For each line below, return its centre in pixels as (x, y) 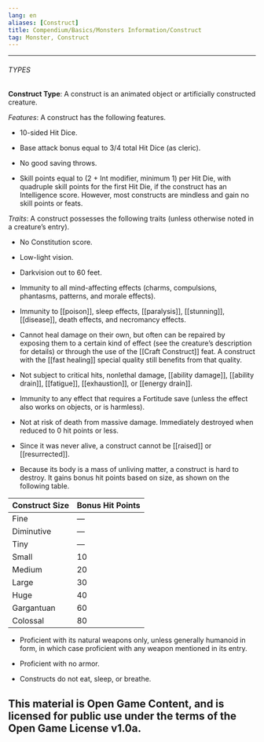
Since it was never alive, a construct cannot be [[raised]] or (115, 446)
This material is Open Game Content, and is (116, 704)
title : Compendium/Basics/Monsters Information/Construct (105, 30)
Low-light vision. (46, 258)
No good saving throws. (58, 163)
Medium (27, 570)
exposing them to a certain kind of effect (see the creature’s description (136, 343)
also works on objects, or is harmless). (82, 407)
